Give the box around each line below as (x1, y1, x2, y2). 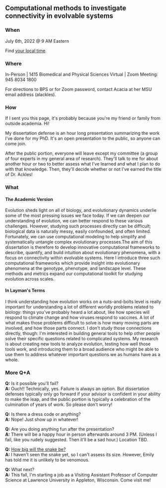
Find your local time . (5, 47, 47, 54)
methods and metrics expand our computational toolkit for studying (5, 271, 143, 277)
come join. (5, 141, 27, 147)
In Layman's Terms (5, 288, 46, 293)
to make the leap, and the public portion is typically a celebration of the (5, 396, 151, 402)
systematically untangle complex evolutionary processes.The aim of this (5, 239, 153, 245)
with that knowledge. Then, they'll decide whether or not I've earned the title (5, 166, 162, 172)
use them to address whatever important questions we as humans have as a (5, 351, 161, 357)
